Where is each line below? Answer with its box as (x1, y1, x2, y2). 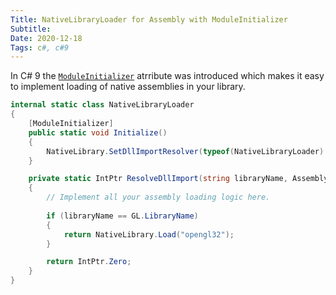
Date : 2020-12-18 (10, 33, 83, 43)
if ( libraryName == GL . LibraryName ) (46, 211, 199, 221)
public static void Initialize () (28, 127, 168, 138)
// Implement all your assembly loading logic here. (46, 192, 271, 203)
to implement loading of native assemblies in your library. (10, 81, 246, 93)
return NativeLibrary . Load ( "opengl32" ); (63, 229, 235, 240)
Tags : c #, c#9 (10, 42, 70, 53)
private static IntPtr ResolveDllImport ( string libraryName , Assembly (28, 174, 329, 184)
